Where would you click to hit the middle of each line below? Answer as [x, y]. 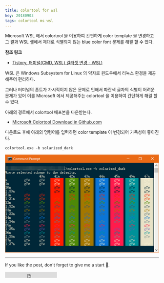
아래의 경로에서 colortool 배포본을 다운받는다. [49, 112]
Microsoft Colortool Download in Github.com [57, 122]
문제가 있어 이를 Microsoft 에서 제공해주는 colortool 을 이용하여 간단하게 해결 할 [81, 96]
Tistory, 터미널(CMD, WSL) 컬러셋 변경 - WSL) [57, 63]
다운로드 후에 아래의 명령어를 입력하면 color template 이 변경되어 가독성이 [76, 132]
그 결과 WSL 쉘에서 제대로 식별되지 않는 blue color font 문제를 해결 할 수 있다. [79, 42]
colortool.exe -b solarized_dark [39, 148]
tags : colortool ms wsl [29, 21]
